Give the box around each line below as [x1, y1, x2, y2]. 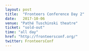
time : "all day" [5, 30, 38, 34]
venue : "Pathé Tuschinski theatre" [5, 20, 78, 26]
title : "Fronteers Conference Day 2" [5, 12, 85, 17]
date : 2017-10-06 [5, 16, 45, 21]
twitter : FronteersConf [5, 39, 54, 44]
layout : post [5, 7, 32, 12]
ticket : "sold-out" [5, 25, 45, 30]
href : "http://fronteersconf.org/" [5, 34, 78, 39]
